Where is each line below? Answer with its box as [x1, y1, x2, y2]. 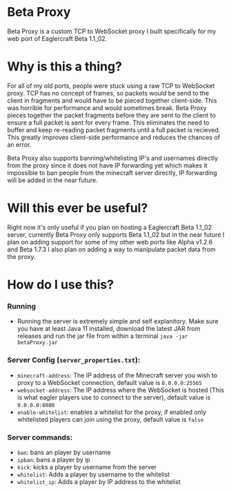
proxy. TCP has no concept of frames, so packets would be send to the [7, 89, 210, 97]
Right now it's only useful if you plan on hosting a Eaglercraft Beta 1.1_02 [7, 223, 212, 231]
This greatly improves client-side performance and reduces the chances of [7, 133, 221, 141]
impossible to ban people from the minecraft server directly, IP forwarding [7, 168, 217, 177]
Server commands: [7, 432, 73, 442]
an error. [7, 140, 32, 149]
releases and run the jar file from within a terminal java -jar [17, 332, 188, 340]
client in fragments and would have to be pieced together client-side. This [7, 96, 217, 105]
